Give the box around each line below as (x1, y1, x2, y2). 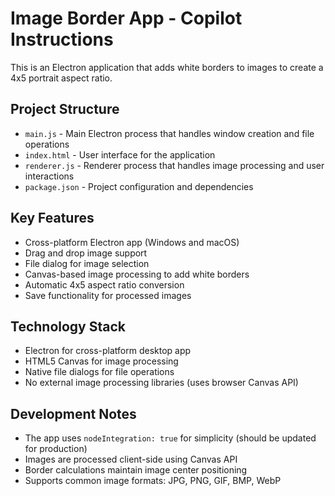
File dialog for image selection (24, 257, 150, 269)
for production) (24, 443, 88, 455)
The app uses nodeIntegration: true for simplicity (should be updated (24, 432, 317, 444)
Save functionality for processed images (24, 289, 192, 301)
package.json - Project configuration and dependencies (24, 180, 254, 192)
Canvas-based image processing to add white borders (24, 268, 250, 280)
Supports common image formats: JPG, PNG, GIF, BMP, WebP (24, 475, 282, 487)
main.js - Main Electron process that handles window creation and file (24, 127, 315, 139)
